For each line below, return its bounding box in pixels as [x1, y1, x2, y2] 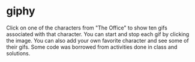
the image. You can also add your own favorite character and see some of [6, 37, 189, 44]
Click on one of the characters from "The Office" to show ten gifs [6, 24, 168, 31]
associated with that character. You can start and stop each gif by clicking [6, 30, 190, 37]
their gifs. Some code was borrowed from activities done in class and [6, 43, 178, 51]
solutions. [6, 49, 31, 57]
